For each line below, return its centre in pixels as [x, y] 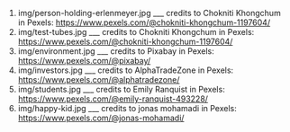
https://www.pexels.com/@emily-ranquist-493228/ [113, 99]
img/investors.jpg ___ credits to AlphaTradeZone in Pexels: [126, 70]
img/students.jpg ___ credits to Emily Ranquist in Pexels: [121, 89]
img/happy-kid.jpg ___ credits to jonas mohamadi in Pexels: [127, 108]
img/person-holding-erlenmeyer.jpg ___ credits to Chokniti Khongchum [149, 13]
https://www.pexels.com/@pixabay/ [84, 61]
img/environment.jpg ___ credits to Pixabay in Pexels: [116, 51]
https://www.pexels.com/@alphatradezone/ [99, 79]
